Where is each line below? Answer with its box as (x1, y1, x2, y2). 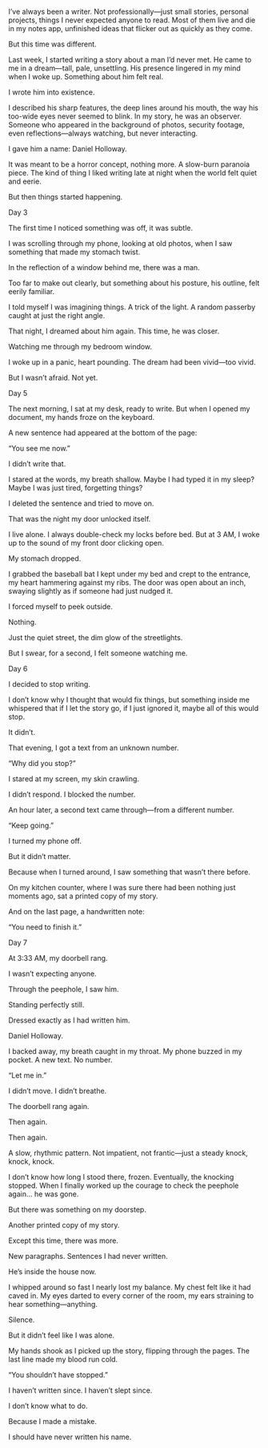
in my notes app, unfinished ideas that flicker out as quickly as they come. (8, 24, 253, 33)
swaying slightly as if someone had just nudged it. (8, 587, 174, 595)
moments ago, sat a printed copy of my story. (8, 891, 158, 901)
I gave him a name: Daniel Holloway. (8, 144, 128, 153)
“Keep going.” (8, 821, 54, 830)
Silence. (8, 1315, 35, 1325)
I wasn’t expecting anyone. (8, 969, 98, 978)
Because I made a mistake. (8, 1417, 98, 1426)
